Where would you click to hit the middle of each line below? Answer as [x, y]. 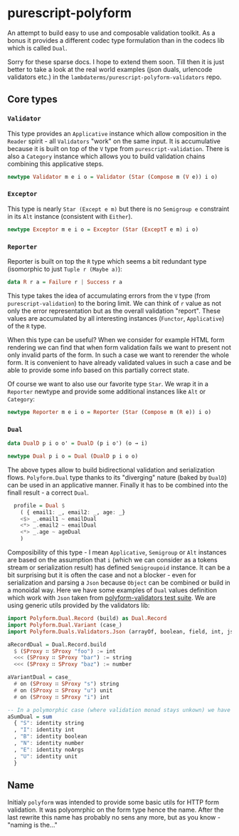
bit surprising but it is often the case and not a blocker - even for [102, 575]
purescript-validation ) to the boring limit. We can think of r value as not [115, 303]
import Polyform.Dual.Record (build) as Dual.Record [87, 619]
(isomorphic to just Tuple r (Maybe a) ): [65, 269]
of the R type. [27, 326]
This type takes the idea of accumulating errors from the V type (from [109, 295]
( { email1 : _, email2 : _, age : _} [73, 512]
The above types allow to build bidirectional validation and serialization [111, 470]
